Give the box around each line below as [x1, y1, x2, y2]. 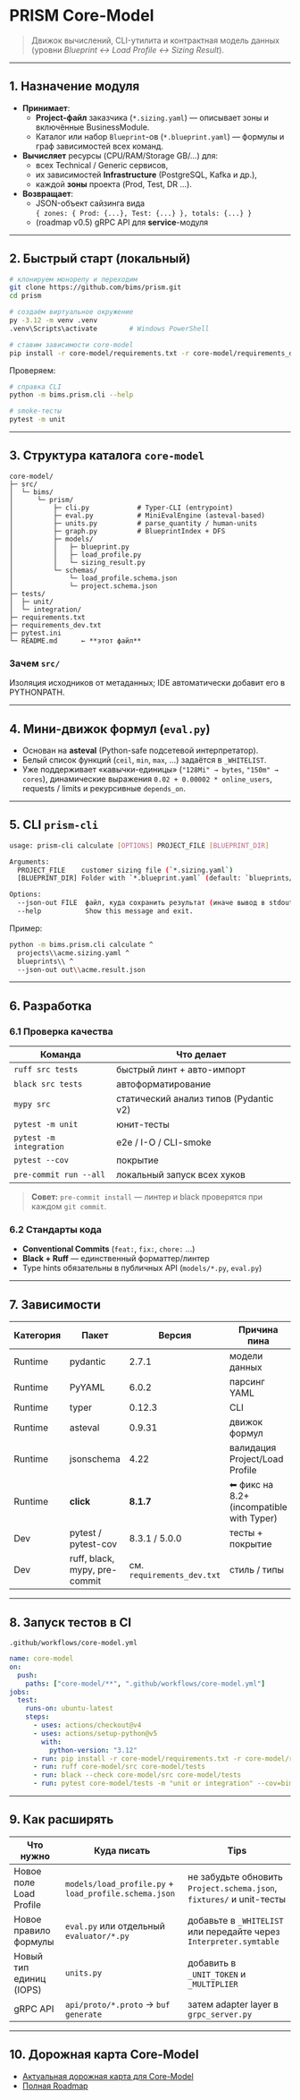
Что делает [175, 1048, 227, 1061]
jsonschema [70, 1453, 121, 1465]
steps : [25, 1712, 50, 1721]
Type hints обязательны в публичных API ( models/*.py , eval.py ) [21, 1263, 262, 1274]
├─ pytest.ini [9, 628, 62, 637]
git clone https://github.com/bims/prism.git [9, 283, 181, 292]
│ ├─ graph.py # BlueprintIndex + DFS [9, 526, 226, 535]
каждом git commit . [30, 1201, 107, 1212]
